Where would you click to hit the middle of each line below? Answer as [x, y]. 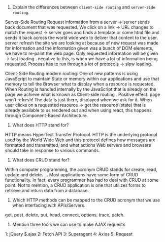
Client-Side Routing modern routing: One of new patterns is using [71, 73]
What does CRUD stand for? [41, 160]
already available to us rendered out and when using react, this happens [78, 110]
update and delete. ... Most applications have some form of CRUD [72, 175]
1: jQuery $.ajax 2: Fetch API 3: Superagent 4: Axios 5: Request [69, 234]
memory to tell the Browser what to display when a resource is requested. [80, 84]
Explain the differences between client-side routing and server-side [84, 7]
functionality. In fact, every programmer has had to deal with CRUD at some [82, 180]
